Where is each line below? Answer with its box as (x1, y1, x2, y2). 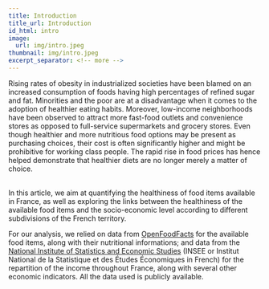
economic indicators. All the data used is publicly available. (8, 271, 204, 281)
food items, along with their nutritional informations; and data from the (8, 238, 241, 247)
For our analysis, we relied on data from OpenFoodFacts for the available (8, 229, 249, 238)
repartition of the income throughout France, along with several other (8, 263, 237, 273)
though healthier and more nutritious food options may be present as (8, 129, 237, 139)
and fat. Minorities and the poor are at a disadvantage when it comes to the (8, 96, 258, 105)
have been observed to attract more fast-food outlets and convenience (8, 112, 243, 122)
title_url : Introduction (8, 19, 92, 27)
